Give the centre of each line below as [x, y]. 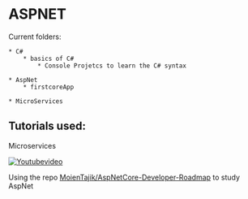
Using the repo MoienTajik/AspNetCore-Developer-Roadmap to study [124, 177]
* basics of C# [49, 58]
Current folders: [35, 37]
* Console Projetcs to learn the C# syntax [112, 66]
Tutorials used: [47, 126]
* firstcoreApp [49, 87]
